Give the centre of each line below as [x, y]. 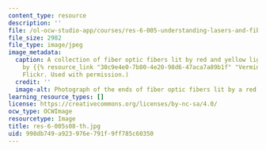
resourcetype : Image [42, 119]
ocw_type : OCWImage [40, 112]
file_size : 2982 [35, 38]
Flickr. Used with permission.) [76, 75]
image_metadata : [35, 52]
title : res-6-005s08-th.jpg [55, 126]
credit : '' [33, 82]
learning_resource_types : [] [56, 97]
